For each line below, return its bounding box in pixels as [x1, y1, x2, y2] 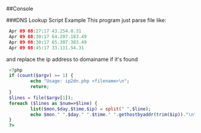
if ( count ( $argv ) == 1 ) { [8, 73, 74, 79]
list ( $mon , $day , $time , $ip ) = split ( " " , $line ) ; [30, 106, 151, 112]
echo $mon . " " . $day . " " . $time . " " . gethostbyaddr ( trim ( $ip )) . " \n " [30, 112, 197, 117]
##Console [6, 5, 33, 12]
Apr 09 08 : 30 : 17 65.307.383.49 [8, 39, 87, 45]
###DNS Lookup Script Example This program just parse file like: [6, 17, 166, 23]
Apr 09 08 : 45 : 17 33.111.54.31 [8, 45, 84, 51]
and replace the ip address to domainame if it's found [6, 55, 138, 63]
